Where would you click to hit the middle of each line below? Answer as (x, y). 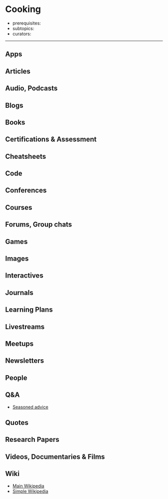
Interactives (24, 276)
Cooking (23, 9)
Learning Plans (29, 310)
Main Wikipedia (28, 486)
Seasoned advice (30, 407)
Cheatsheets (26, 156)
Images (17, 259)
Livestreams (25, 327)
